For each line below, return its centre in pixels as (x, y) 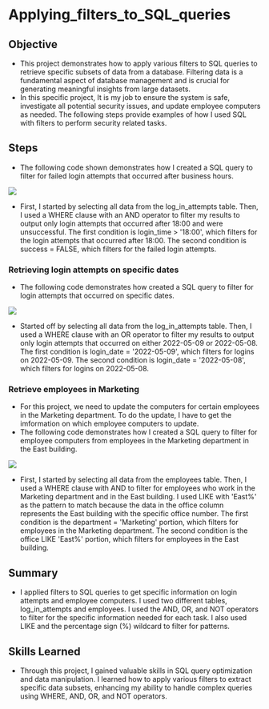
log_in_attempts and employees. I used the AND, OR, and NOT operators (139, 609)
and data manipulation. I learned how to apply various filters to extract (136, 679)
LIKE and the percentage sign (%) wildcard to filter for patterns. (125, 627)
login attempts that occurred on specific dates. (97, 296)
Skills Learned (45, 651)
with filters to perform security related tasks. (93, 123)
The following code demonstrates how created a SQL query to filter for (137, 287)
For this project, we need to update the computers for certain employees (140, 407)
